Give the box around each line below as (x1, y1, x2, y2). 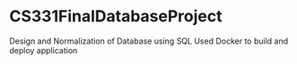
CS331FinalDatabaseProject (9, 6, 223, 27)
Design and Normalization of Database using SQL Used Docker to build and (9, 36, 289, 46)
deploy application (9, 44, 78, 55)
